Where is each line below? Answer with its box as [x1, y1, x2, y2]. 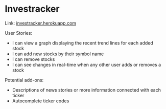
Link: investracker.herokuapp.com [5, 20, 77, 26]
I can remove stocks [12, 56, 55, 62]
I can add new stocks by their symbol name [12, 51, 104, 57]
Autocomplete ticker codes [12, 98, 69, 104]
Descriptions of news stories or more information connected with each [12, 86, 161, 93]
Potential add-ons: [5, 77, 44, 83]
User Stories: [5, 30, 33, 36]
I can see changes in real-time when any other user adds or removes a [12, 61, 161, 68]
